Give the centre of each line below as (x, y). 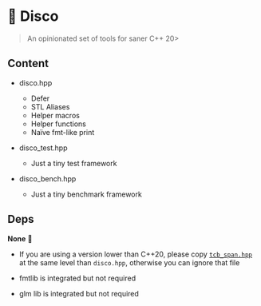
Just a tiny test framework (74, 163)
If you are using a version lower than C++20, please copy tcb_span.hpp (136, 254)
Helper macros (55, 115)
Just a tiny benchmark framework (87, 194)
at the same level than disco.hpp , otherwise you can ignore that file (129, 262)
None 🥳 (20, 238)
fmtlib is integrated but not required (77, 278)
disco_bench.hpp (47, 178)
